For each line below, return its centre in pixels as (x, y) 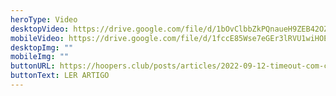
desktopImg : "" (42, 47)
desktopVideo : (40, 29)
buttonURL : (33, 66)
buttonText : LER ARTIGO (60, 76)
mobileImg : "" (40, 57)
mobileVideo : (37, 38)
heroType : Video (44, 19)
